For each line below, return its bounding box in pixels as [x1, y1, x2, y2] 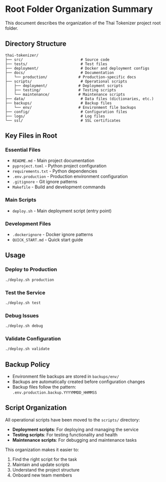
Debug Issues [5, 312, 39, 319]
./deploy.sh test [5, 300, 41, 305]
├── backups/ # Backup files [5, 100, 112, 105]
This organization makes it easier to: [5, 446, 79, 453]
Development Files [5, 220, 51, 227]
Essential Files [5, 147, 41, 154]
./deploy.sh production [5, 277, 55, 282]
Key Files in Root [5, 132, 57, 140]
